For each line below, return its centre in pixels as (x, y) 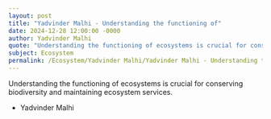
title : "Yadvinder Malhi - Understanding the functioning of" (115, 23)
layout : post (30, 16)
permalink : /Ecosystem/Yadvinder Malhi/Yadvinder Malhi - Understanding (133, 61)
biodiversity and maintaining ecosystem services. (91, 92)
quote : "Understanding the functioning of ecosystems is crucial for (128, 46)
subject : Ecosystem (41, 53)
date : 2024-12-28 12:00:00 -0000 (65, 31)
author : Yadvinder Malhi (50, 38)
